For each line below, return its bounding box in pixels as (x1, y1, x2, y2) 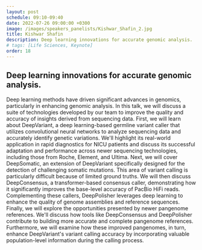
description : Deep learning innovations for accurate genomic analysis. (6, 37, 193, 43)
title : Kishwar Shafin (6, 31, 63, 37)
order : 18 (6, 48, 31, 54)
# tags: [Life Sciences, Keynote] (6, 43, 93, 49)
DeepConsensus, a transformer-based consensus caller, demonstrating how (6, 179, 196, 186)
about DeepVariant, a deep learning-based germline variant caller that (6, 121, 180, 128)
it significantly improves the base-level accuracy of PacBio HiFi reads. (6, 185, 180, 193)
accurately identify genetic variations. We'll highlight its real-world (6, 134, 171, 142)
